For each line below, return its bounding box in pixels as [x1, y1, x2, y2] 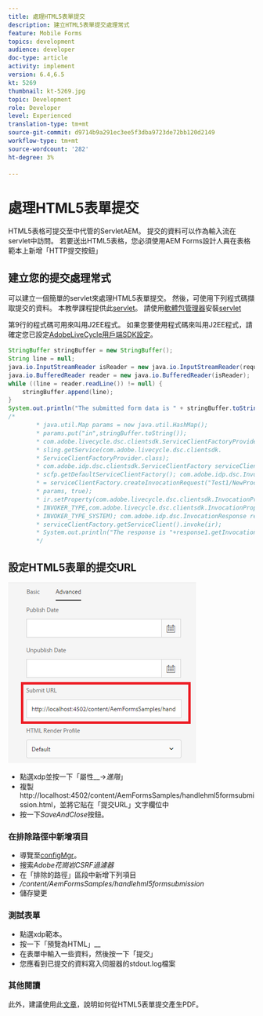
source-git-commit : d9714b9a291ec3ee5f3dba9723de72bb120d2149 [8, 129, 215, 137]
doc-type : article [8, 54, 68, 62]
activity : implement [8, 63, 76, 71]
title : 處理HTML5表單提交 [8, 13, 86, 20]
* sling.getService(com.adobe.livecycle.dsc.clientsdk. [36, 446, 222, 454]
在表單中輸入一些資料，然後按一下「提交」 [19, 948, 157, 958]
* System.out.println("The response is [36, 528, 167, 537]
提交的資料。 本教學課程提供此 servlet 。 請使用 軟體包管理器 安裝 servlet [14, 303, 242, 313]
